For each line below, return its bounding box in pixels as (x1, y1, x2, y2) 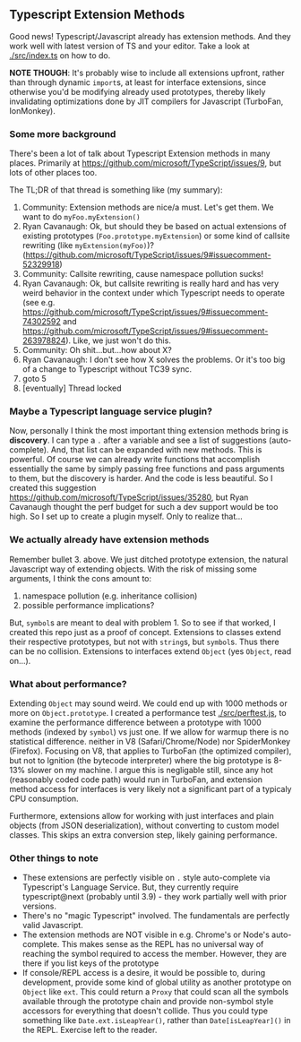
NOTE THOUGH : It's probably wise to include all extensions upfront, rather (9, 67, 285, 78)
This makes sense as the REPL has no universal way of (61, 939, 264, 950)
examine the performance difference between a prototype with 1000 (9, 717, 262, 728)
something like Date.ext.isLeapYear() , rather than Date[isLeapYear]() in (21, 1015, 291, 1026)
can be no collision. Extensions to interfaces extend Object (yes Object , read (9, 645, 292, 657)
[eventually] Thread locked (21, 383, 123, 393)
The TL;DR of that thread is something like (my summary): (9, 185, 223, 195)
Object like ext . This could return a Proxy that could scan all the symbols (21, 986, 289, 997)
